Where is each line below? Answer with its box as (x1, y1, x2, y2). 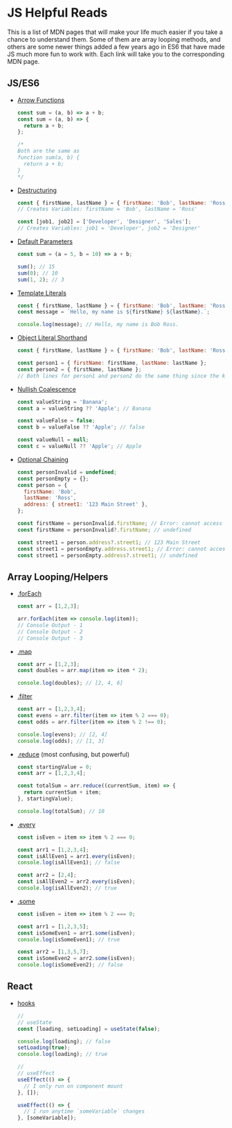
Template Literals (17, 289, 67, 297)
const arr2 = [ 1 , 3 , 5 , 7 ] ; (17, 948, 89, 955)
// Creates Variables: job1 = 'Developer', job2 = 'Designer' (17, 225, 201, 232)
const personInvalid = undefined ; (17, 468, 117, 476)
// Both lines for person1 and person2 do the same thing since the (17, 373, 220, 379)
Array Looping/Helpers (7, 571, 109, 583)
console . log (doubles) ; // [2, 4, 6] (17, 680, 123, 687)
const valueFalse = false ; (17, 418, 96, 425)
